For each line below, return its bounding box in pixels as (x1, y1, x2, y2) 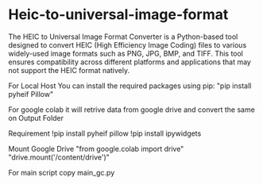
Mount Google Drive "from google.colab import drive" (8, 144, 184, 153)
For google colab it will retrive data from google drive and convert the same (8, 105, 256, 114)
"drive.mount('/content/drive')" (8, 152, 110, 162)
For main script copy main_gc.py (8, 168, 115, 177)
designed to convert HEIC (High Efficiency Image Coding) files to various (8, 40, 247, 49)
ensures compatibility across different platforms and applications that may (8, 57, 252, 67)
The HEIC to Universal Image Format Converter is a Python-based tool (8, 32, 238, 41)
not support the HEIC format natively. (8, 65, 130, 75)
